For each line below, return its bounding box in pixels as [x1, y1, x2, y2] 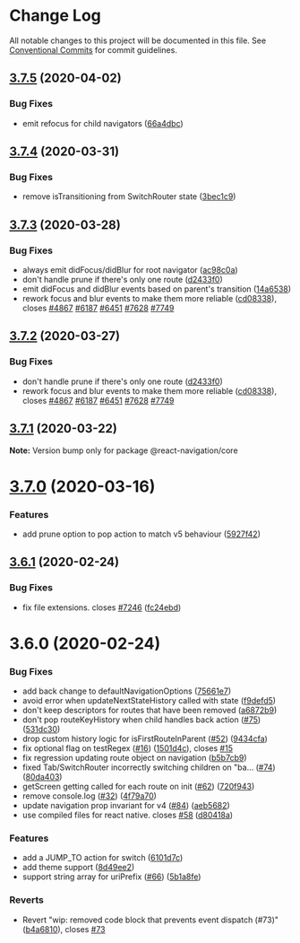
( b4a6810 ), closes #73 [21, 923, 106, 934]
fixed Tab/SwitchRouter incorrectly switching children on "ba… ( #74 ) [21, 762, 276, 773]
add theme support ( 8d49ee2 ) [21, 862, 135, 873]
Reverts [9, 894, 45, 906]
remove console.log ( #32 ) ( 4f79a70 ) [21, 790, 157, 801]
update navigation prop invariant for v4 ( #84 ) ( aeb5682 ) [21, 800, 230, 811]
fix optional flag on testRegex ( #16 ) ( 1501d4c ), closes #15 [21, 743, 233, 754]
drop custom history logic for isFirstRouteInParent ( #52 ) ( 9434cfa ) [21, 733, 269, 745]
